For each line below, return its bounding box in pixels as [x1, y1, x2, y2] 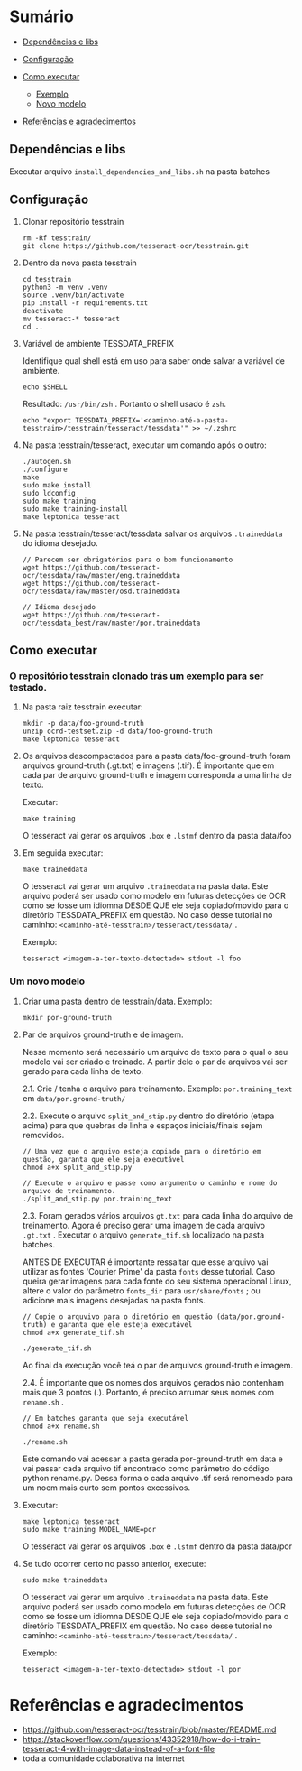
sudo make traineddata [22, 1575, 108, 1585]
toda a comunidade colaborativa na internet [22, 1753, 185, 1764]
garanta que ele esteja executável [59, 1320, 193, 1329]
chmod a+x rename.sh [22, 1422, 100, 1431]
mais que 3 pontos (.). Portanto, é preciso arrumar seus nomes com [22, 1386, 275, 1397]
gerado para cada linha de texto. [22, 1065, 144, 1076]
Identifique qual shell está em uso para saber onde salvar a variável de [22, 355, 286, 366]
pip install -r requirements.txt [22, 298, 149, 308]
